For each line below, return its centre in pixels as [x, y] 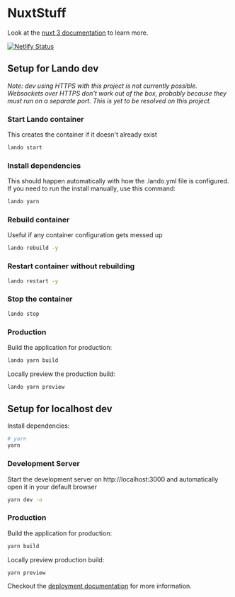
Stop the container [40, 299]
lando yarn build [33, 360]
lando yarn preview [36, 387]
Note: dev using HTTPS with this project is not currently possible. [103, 86]
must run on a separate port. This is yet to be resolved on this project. [109, 101]
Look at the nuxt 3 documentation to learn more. [78, 33]
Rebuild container [39, 220]
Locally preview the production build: [61, 374]
